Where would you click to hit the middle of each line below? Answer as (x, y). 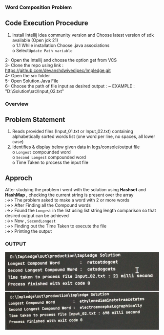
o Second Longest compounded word (49, 157)
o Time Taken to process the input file (50, 162)
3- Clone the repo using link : (34, 65)
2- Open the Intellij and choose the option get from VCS (61, 60)
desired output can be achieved (37, 216)
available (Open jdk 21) (35, 40)
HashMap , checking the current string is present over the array (69, 195)
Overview (17, 104)
